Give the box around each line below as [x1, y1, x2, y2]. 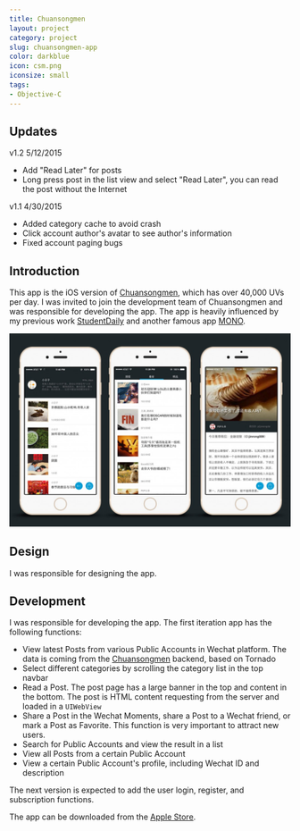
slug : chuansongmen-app [9, 43, 98, 52]
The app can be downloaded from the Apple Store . [9, 811, 196, 822]
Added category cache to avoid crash [21, 219, 162, 230]
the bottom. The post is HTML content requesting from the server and [21, 692, 279, 702]
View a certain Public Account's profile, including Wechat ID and [21, 758, 260, 768]
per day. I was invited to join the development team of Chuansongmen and [9, 297, 283, 307]
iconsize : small [9, 71, 70, 80]
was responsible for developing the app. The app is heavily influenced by [9, 306, 279, 317]
